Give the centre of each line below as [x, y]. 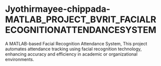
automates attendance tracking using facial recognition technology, [73, 49]
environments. [20, 59]
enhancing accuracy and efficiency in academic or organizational [71, 54]
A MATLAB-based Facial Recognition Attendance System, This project [76, 43]
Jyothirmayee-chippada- [58, 9]
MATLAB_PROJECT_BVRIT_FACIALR [81, 19]
